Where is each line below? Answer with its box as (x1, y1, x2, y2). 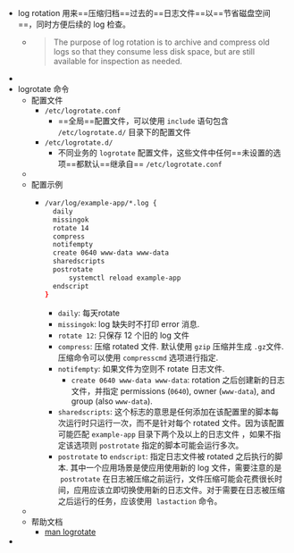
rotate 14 (52, 223, 89, 232)
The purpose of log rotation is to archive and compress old (53, 37, 270, 47)
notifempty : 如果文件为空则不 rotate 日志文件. (57, 363, 225, 373)
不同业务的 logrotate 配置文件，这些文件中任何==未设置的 (57, 147, 274, 158)
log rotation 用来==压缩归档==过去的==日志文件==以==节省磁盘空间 (17, 8, 271, 18)
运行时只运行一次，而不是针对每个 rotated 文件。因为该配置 (65, 417, 285, 428)
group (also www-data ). (71, 396, 154, 406)
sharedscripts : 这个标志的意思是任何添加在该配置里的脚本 (57, 406, 272, 417)
